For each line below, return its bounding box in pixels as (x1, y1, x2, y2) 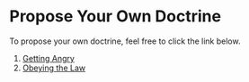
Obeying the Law (22, 62, 86, 73)
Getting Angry (22, 53, 75, 63)
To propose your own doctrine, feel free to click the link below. (9, 36, 241, 46)
